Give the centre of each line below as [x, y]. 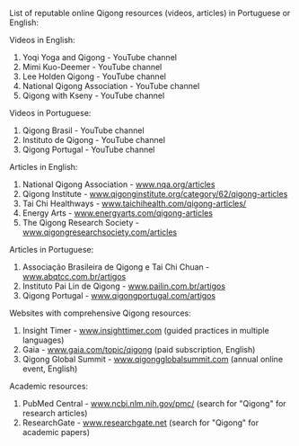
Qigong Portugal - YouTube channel [88, 149]
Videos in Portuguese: [50, 113]
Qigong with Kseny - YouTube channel [93, 95]
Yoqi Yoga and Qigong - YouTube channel [100, 57]
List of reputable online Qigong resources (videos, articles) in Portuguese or [150, 13]
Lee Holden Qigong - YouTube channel [94, 76]
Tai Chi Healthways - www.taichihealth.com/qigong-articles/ [134, 203]
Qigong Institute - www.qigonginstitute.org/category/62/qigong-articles [155, 194]
